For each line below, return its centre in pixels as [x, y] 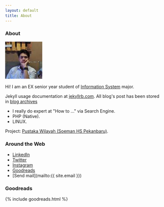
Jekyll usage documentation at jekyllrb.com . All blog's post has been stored [82, 96]
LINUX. [20, 122]
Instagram [22, 165]
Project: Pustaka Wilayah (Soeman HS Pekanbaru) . [57, 131]
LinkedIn [21, 155]
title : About [19, 16]
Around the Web [25, 144]
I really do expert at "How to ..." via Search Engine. [64, 111]
